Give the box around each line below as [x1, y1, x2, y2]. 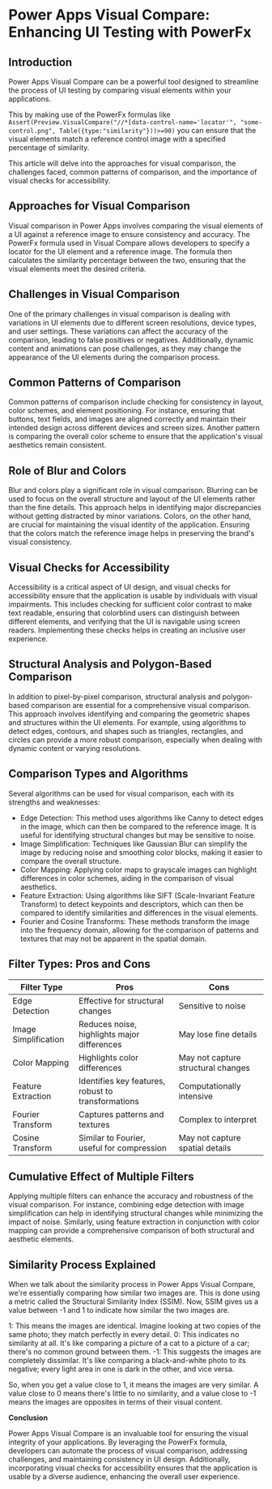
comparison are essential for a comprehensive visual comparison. [31, 700, 251, 710]
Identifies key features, [78, 1075, 166, 1086]
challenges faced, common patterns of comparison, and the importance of [8, 167, 257, 176]
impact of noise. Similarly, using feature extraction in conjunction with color [8, 1217, 260, 1227]
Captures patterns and [78, 1108, 164, 1120]
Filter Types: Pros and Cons [8, 957, 151, 971]
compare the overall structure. [19, 856, 121, 865]
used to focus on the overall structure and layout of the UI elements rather [8, 494, 256, 504]
